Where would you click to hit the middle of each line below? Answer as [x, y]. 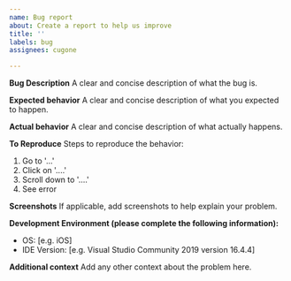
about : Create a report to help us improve [91, 26]
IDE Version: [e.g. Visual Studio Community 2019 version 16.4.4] [138, 250]
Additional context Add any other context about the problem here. [130, 267]
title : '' [27, 34]
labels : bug [31, 42]
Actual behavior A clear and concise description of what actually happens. [146, 127]
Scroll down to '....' [56, 180]
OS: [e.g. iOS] [47, 240]
